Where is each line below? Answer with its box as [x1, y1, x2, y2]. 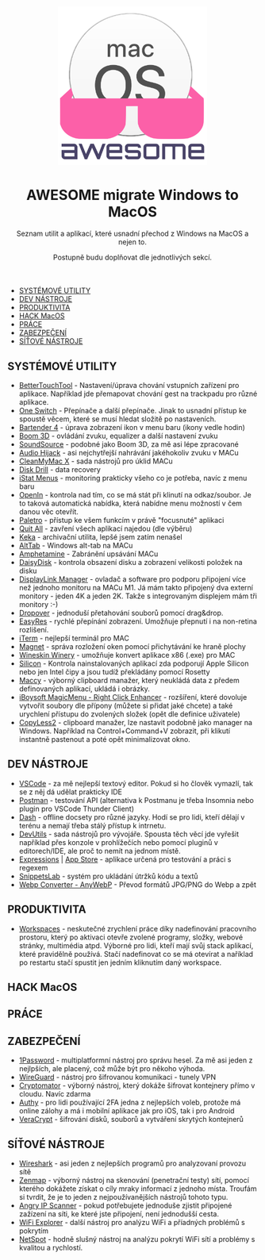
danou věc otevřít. [18, 507, 79, 517]
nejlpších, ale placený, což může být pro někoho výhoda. [18, 1064, 205, 1074]
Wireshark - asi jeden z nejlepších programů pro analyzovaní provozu [18, 1158, 247, 1168]
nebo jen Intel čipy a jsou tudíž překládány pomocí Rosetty [18, 667, 211, 677]
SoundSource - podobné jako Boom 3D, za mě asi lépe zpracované [18, 440, 239, 449]
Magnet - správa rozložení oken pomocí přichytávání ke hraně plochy [18, 642, 247, 651]
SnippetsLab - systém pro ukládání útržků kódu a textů [18, 871, 199, 881]
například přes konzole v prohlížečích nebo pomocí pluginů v [18, 837, 219, 847]
